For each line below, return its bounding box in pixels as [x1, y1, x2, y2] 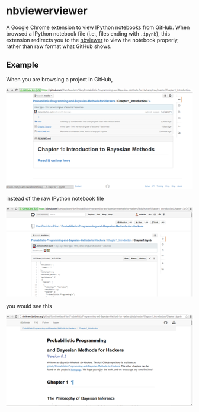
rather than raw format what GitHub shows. [6, 43, 112, 50]
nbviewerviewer [6, 4, 88, 18]
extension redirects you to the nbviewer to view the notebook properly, [6, 36, 179, 43]
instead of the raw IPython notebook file [6, 195, 104, 202]
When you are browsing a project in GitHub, [6, 75, 113, 83]
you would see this [6, 303, 52, 310]
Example [6, 60, 39, 70]
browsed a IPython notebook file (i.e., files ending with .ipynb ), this [6, 30, 171, 37]
